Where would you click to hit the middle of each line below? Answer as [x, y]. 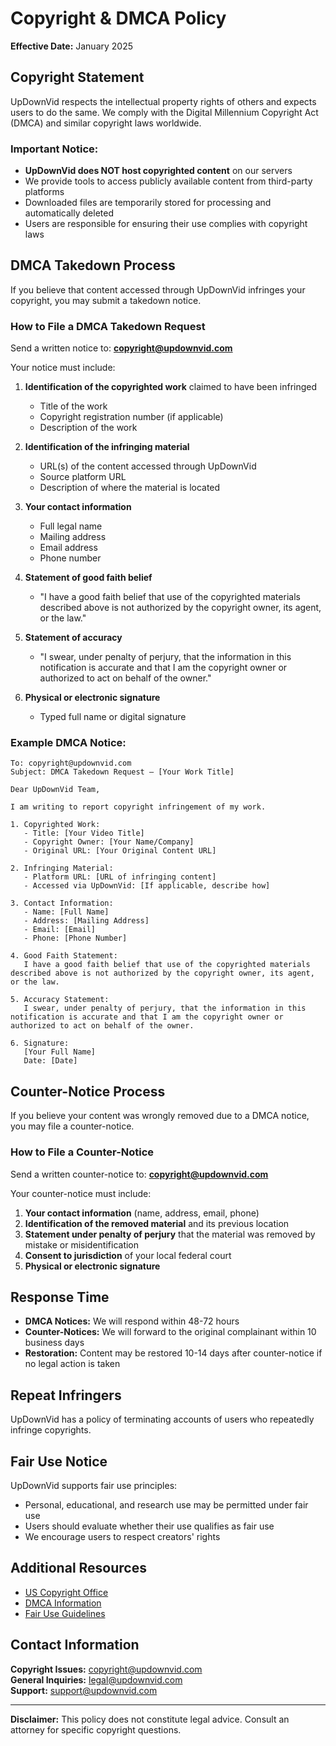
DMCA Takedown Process [93, 265]
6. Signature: [40, 1043]
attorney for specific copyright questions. [96, 1729]
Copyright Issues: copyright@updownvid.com [106, 1669]
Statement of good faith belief [88, 578]
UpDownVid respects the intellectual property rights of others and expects [163, 101]
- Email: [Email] [60, 930]
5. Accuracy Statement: [60, 1000]
